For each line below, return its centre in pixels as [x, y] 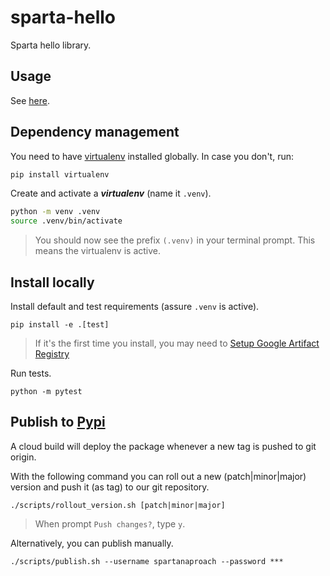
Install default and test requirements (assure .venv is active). [135, 306]
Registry [52, 354]
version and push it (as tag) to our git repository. [110, 487]
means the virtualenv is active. [98, 251]
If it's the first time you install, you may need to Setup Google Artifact [177, 343]
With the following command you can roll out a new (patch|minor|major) [158, 476]
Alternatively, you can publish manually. [92, 543]
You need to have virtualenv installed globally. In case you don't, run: [152, 156]
